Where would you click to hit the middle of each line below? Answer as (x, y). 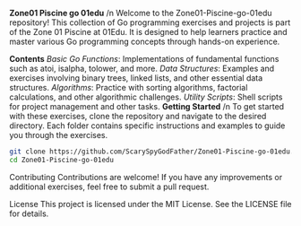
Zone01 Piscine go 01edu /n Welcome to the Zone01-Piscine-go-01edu (141, 13)
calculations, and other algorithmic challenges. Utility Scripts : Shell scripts (146, 97)
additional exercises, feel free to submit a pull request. (109, 187)
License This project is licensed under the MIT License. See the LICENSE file (150, 204)
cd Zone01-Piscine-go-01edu (62, 160)
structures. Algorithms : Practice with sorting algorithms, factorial (129, 87)
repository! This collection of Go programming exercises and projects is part (150, 22)
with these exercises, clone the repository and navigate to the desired (138, 116)
